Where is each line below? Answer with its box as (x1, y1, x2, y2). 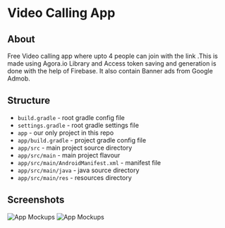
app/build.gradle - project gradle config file (17, 136, 147, 144)
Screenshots (7, 194, 65, 206)
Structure (7, 95, 51, 107)
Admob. (7, 74, 30, 83)
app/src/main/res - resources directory (17, 173, 132, 181)
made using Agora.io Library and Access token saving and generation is (7, 59, 217, 68)
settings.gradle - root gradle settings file (17, 121, 140, 129)
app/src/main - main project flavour (17, 150, 121, 160)
